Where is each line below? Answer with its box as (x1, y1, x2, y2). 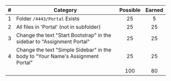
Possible (119, 7, 141, 13)
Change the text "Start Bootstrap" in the (16, 32, 111, 39)
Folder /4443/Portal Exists (16, 15, 80, 22)
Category (53, 7, 77, 13)
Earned (145, 7, 163, 13)
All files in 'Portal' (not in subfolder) (16, 23, 101, 30)
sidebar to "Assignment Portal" (16, 38, 90, 45)
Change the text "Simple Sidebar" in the (16, 46, 111, 53)
